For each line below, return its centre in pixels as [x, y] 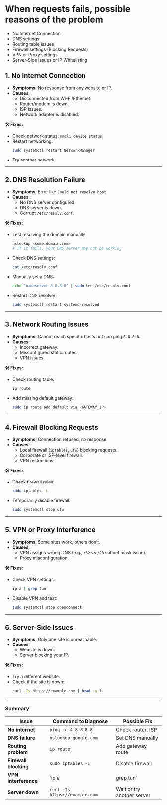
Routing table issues [33, 44]
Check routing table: [33, 379]
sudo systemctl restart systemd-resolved [56, 304]
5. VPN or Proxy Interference [50, 530]
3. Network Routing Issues [47, 325]
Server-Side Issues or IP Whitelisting [50, 60]
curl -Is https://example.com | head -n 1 [57, 691]
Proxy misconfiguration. [44, 558]
